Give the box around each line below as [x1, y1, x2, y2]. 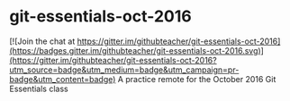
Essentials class [9, 83, 69, 94]
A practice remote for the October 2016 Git [117, 73, 276, 84]
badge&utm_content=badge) [9, 73, 116, 84]
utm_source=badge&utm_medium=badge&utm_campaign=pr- [9, 64, 240, 75]
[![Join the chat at [9, 36, 76, 46]
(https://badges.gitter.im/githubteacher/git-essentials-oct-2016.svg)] [9, 45, 264, 55]
